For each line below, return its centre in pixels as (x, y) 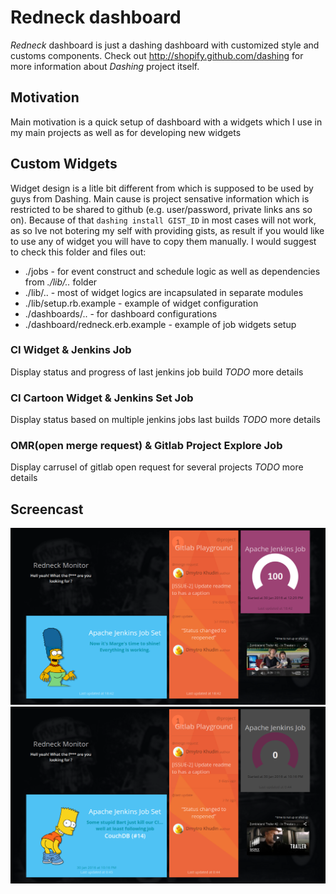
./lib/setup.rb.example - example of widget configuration (141, 303)
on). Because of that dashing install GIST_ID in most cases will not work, (163, 220)
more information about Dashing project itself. (105, 66)
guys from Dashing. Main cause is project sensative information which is (160, 198)
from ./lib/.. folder (61, 282)
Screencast (47, 509)
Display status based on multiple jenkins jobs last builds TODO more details (165, 420)
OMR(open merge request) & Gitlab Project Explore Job (146, 446)
